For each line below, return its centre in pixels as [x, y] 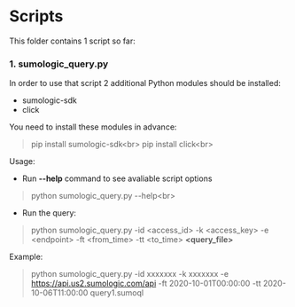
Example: [26, 257]
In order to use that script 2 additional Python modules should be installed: [145, 83]
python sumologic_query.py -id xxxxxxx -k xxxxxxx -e [129, 274]
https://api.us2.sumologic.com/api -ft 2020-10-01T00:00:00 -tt [146, 283]
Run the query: [49, 213]
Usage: [22, 161]
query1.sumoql [117, 293]
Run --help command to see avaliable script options [117, 178]
